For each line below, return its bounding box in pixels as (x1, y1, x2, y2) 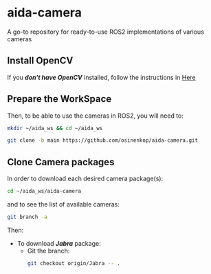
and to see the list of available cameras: (7, 200, 120, 208)
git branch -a (7, 213, 48, 220)
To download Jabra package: (16, 239, 101, 247)
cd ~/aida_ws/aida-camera (7, 188, 81, 195)
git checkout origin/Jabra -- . (27, 260, 120, 266)
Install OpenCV (7, 55, 74, 67)
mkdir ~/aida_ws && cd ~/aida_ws (7, 125, 103, 131)
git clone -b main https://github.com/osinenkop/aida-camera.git (7, 137, 198, 144)
